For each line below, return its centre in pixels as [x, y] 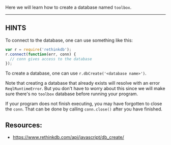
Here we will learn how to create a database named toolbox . [68, 7]
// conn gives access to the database [51, 59]
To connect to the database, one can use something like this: [69, 40]
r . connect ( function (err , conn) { [41, 54]
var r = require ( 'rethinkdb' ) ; [38, 49]
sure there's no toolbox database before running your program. [72, 94]
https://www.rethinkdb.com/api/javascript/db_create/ [68, 137]
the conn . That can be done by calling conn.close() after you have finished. [84, 109]
